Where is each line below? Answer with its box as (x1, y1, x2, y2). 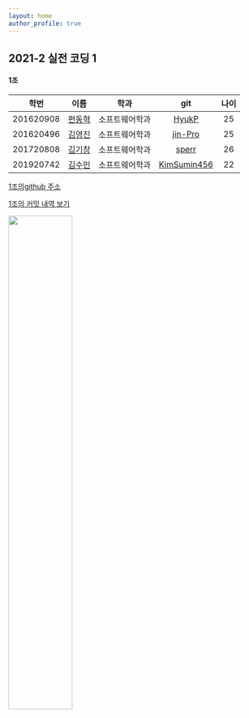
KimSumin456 (158, 159, 213, 170)
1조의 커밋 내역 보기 (8, 199, 71, 209)
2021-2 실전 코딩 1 (8, 51, 97, 65)
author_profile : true (8, 19, 82, 28)
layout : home (8, 11, 53, 20)
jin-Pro (172, 129, 200, 140)
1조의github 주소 (8, 182, 61, 191)
